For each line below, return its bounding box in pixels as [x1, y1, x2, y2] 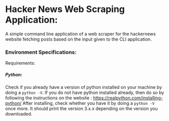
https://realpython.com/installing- [93, 95, 163, 101]
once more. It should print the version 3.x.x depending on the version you [5, 105, 158, 111]
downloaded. [5, 111, 33, 117]
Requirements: [5, 60, 35, 66]
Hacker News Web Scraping [5, 4, 125, 15]
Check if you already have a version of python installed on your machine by [5, 84, 162, 90]
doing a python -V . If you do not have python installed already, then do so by [5, 89, 164, 96]
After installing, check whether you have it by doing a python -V [22, 100, 155, 106]
